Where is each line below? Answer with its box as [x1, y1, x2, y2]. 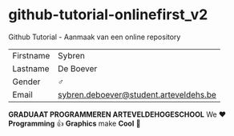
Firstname [12, 50, 50, 61]
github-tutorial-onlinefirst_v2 [8, 6, 208, 24]
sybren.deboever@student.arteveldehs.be [57, 89, 216, 100]
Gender [12, 76, 41, 87]
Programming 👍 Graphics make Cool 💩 [8, 118, 141, 128]
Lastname [12, 62, 50, 74]
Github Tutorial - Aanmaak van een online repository [8, 32, 181, 42]
